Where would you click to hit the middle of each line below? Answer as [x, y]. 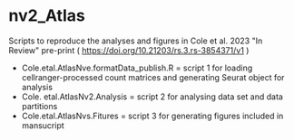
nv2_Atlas [47, 16]
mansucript [43, 125]
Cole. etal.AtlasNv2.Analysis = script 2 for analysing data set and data [152, 97]
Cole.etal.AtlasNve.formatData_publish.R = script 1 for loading [137, 68]
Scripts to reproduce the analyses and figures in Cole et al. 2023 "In [136, 41]
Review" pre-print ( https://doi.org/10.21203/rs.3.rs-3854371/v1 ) [129, 50]
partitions [39, 106]
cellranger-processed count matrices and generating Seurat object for [153, 77]
